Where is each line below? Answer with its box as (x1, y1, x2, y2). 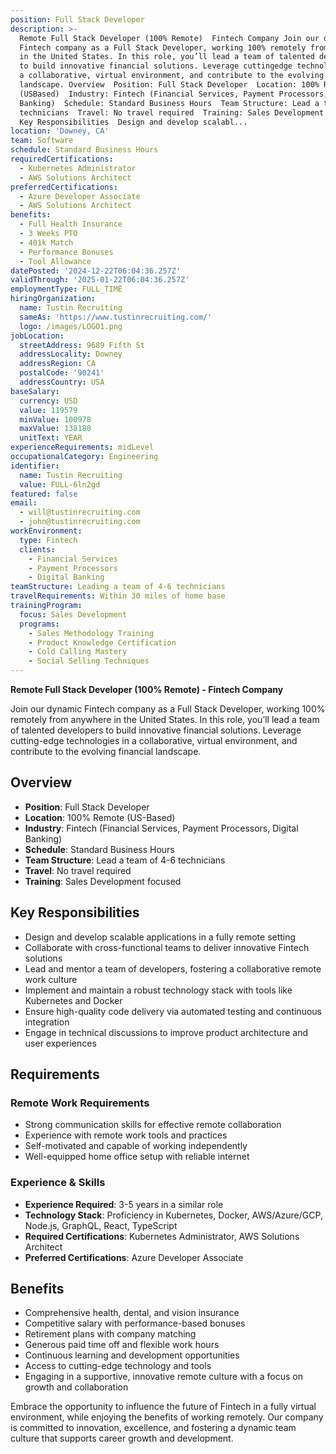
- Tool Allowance (19, 256, 92, 266)
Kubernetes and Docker (24, 994, 123, 1006)
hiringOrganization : (10, 294, 97, 304)
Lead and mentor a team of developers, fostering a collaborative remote (24, 962, 322, 975)
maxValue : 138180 (19, 424, 92, 434)
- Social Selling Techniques (28, 656, 150, 666)
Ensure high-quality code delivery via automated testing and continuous (24, 1005, 322, 1017)
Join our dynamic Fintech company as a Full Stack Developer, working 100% (10, 703, 326, 715)
